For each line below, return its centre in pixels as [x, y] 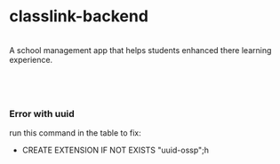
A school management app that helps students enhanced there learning [140, 50]
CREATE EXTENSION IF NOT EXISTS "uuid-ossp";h [116, 150]
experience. [31, 59]
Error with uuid [42, 114]
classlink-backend [79, 16]
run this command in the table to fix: [76, 133]
